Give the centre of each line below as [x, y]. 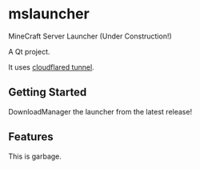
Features [31, 137]
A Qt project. [29, 51]
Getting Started [48, 93]
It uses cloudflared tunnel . [51, 67]
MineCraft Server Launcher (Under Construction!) [90, 36]
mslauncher [49, 14]
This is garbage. [35, 156]
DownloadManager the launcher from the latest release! [100, 111]
